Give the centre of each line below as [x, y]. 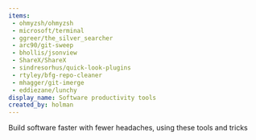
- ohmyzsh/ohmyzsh [43, 23]
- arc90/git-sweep [43, 46]
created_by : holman [41, 105]
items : [19, 16]
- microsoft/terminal [48, 30]
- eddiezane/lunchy [45, 90]
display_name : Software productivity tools [83, 98]
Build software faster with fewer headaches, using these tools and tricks [128, 128]
